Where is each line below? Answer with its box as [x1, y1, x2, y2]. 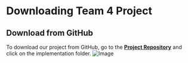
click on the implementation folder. [6, 50, 91, 57]
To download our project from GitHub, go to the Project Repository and [6, 43, 182, 51]
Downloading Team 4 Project [6, 4, 153, 18]
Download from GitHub [6, 28, 94, 38]
